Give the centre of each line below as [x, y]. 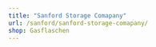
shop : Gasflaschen [39, 30]
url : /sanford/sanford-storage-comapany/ [78, 23]
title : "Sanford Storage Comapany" [68, 16]
